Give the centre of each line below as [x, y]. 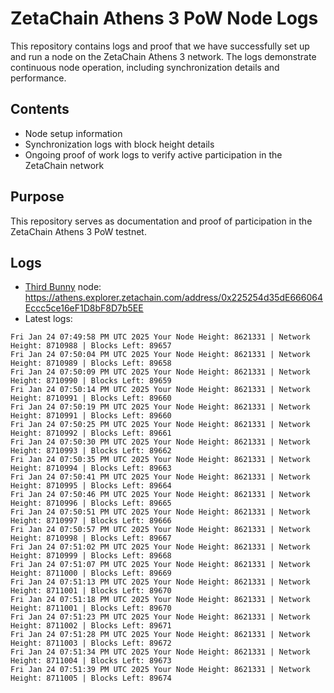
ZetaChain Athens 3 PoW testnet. [78, 231]
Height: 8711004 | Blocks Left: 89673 [91, 661]
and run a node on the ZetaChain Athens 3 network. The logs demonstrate [163, 56]
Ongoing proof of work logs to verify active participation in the [153, 154]
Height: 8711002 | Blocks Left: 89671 [91, 626]
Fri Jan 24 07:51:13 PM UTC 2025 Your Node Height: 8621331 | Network [160, 582]
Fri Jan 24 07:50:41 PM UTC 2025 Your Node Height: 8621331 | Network [160, 477]
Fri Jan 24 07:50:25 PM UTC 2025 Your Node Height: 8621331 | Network [160, 425]
